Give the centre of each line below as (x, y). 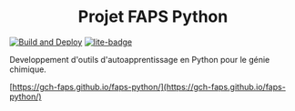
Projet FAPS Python (153, 17)
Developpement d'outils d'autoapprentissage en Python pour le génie (140, 59)
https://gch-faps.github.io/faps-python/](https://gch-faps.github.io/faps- (149, 86)
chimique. (28, 69)
